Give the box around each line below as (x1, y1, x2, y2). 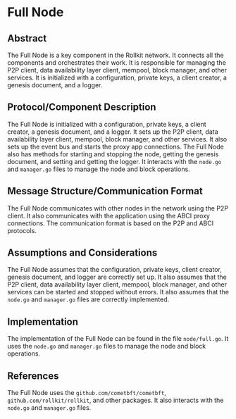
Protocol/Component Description (7, 101, 156, 113)
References (7, 370, 59, 382)
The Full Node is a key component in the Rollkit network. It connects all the (7, 51, 224, 59)
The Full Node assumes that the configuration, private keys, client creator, (7, 265, 222, 274)
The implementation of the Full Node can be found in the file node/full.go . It (7, 334, 229, 343)
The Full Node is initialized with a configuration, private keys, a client (7, 120, 206, 128)
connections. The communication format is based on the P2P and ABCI (7, 219, 213, 227)
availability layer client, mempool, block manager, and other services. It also (7, 135, 228, 143)
